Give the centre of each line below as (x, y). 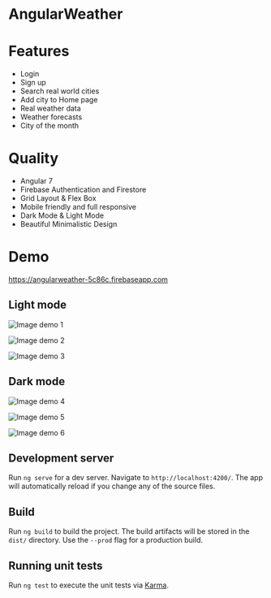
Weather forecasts (51, 117)
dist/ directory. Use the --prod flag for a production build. (105, 540)
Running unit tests (56, 565)
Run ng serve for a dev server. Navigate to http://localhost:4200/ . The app (136, 478)
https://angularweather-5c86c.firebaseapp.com (88, 279)
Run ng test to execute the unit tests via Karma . (88, 585)
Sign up (33, 83)
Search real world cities (60, 91)
